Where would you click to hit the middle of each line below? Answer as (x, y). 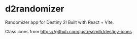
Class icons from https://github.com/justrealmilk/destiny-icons (68, 31)
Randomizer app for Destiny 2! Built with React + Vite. (60, 22)
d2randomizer (35, 9)
